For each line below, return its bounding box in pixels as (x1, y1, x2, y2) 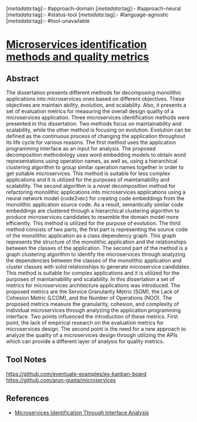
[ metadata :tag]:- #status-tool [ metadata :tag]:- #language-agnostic (6, 11, 169, 18)
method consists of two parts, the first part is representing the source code (6, 226, 188, 233)
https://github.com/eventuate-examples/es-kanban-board (6, 370, 147, 377)
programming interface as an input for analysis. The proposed (6, 145, 156, 152)
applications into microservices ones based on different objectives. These (6, 95, 185, 102)
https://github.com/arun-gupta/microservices (6, 376, 116, 383)
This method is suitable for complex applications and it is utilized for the (6, 269, 180, 276)
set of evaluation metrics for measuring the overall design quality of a (6, 108, 174, 115)
